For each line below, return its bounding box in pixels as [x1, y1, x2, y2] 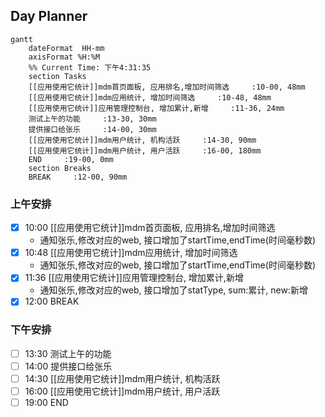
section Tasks [28, 71, 87, 81]
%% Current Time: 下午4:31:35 [28, 62, 152, 73]
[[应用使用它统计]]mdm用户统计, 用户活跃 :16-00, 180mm [28, 145, 262, 156]
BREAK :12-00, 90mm [28, 172, 128, 182]
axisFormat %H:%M [28, 52, 101, 62]
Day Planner [10, 8, 88, 25]
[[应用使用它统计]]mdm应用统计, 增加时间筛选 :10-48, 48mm [28, 92, 272, 103]
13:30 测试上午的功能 [24, 347, 112, 359]
